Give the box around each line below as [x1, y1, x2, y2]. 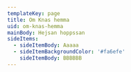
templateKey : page [7, 10, 60, 17]
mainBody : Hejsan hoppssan [7, 29, 85, 36]
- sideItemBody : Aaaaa [13, 42, 79, 49]
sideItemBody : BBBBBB [19, 55, 82, 62]
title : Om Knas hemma [7, 16, 70, 23]
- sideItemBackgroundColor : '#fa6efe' [13, 49, 126, 56]
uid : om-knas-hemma [7, 23, 64, 29]
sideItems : [7, 36, 39, 43]
